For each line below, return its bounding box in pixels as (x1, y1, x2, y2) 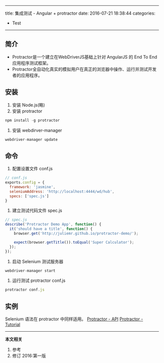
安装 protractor (12, 108, 42, 114)
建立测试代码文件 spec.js (12, 207, 62, 213)
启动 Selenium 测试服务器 (12, 258, 63, 264)
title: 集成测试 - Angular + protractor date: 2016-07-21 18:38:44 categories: (5, 10, 156, 16)
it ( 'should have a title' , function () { (9, 227, 93, 231)
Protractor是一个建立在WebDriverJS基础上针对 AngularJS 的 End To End (12, 54, 157, 60)
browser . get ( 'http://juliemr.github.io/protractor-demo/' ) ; (14, 231, 139, 236)
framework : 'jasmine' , (9, 184, 56, 189)
